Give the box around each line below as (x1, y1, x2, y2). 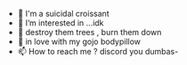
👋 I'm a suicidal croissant (17, 9, 110, 18)
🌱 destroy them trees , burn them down (17, 27, 162, 37)
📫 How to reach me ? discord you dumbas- (17, 47, 179, 56)
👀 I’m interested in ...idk (17, 18, 104, 28)
